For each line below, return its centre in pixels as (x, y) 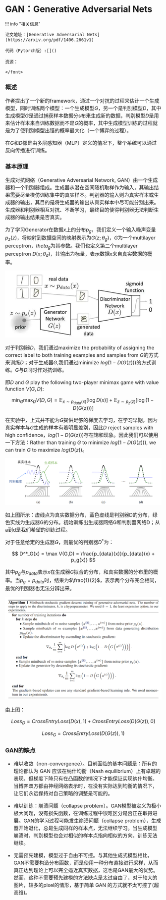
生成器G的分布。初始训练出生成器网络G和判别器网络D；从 (92, 522)
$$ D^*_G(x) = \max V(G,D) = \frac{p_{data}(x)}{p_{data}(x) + (83, 554)
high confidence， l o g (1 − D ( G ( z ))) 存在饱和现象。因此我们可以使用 (82, 435)
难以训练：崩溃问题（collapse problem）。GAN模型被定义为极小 (87, 806)
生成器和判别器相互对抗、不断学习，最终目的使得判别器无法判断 (80, 210)
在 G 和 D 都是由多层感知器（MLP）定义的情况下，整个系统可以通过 (81, 143)
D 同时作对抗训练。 (45, 370)
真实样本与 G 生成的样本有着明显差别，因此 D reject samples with (79, 428)
